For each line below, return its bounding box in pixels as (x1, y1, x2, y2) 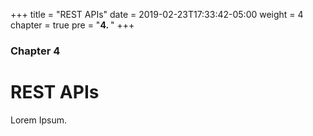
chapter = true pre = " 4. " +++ (10, 19, 135, 31)
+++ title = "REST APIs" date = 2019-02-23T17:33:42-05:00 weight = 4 (10, 9, 304, 20)
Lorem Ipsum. (10, 114, 68, 126)
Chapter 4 (10, 44, 61, 58)
